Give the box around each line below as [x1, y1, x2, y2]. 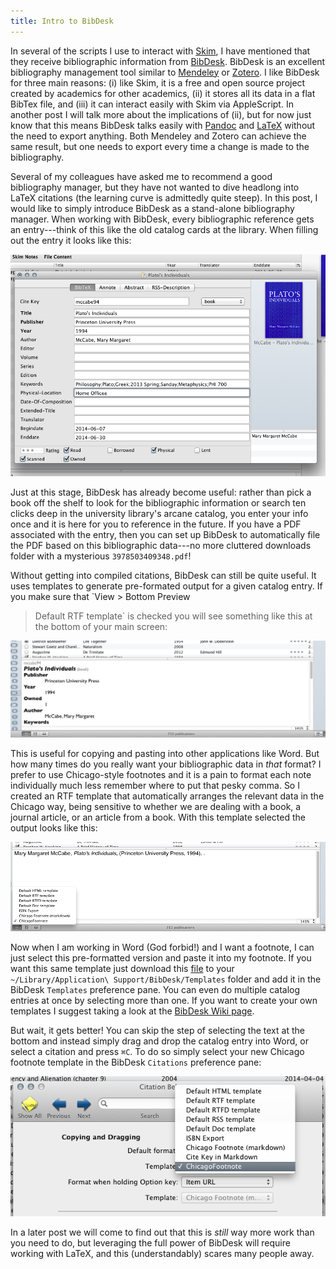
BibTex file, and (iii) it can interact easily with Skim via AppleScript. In [10, 98, 294, 110]
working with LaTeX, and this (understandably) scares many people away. [10, 1248, 315, 1260]
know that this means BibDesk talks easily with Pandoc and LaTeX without [10, 119, 316, 131]
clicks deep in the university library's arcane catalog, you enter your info [10, 507, 309, 519]
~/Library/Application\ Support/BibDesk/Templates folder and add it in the [10, 973, 322, 985]
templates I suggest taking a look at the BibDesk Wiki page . [10, 1005, 255, 1017]
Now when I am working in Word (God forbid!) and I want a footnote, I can [10, 941, 315, 954]
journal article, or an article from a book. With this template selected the [10, 811, 307, 823]
